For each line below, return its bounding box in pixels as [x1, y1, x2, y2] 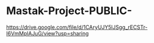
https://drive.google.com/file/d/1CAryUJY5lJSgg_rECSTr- [6, 24, 148, 31]
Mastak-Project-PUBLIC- [6, 4, 133, 18]
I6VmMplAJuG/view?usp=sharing [6, 29, 89, 37]
